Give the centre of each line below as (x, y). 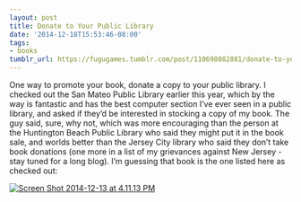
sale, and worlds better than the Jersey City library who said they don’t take (149, 142)
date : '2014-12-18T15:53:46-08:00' (76, 34)
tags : (19, 43)
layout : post (34, 18)
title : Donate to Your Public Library (82, 26)
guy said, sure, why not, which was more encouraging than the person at (144, 123)
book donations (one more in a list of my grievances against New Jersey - (146, 152)
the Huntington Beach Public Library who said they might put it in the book (146, 132)
